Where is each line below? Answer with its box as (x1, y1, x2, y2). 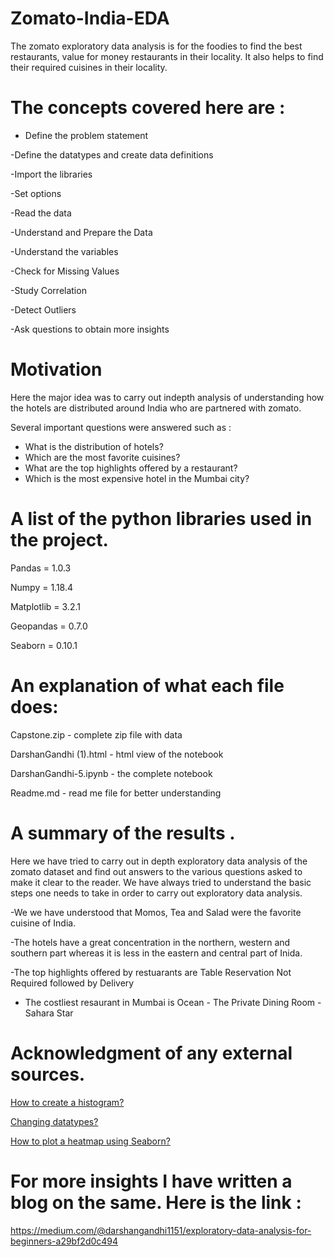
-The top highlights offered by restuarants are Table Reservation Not (10, 966, 292, 978)
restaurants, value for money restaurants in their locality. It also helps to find (10, 50, 324, 62)
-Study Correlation (10, 284, 87, 296)
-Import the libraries (10, 168, 93, 180)
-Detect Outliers (10, 303, 77, 316)
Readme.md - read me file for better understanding (10, 787, 222, 799)
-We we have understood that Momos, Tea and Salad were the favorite (10, 906, 302, 918)
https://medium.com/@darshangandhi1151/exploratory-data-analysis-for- (10, 1224, 312, 1236)
